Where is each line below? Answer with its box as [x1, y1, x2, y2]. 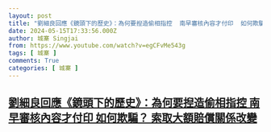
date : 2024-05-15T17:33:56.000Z [8, 27, 117, 35]
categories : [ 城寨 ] [8, 64, 79, 72]
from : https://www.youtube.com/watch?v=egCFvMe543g [8, 42, 186, 50]
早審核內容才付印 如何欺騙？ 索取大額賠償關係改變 [8, 111, 257, 125]
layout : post [8, 11, 52, 20]
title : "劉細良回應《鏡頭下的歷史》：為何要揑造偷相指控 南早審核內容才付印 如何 [8, 19, 253, 27]
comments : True [8, 57, 60, 65]
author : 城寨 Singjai [8, 34, 79, 43]
